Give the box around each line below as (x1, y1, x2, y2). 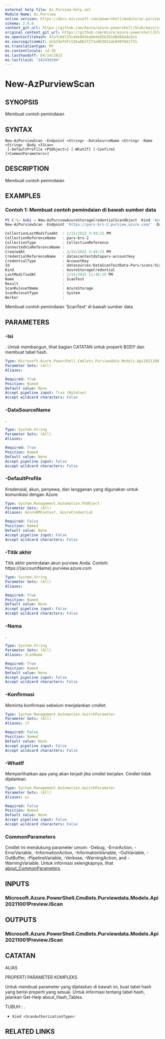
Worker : (5, 295, 65, 300)
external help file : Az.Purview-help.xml (5, 7, 91, 12)
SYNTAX (5, 125, 33, 134)
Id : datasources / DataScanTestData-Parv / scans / (5, 263, 155, 268)
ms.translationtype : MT (5, 44, 54, 49)
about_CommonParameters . (5, 865, 62, 872)
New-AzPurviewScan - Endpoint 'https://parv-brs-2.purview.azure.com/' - (5, 222, 157, 227)
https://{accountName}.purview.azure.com (5, 565, 92, 571)
